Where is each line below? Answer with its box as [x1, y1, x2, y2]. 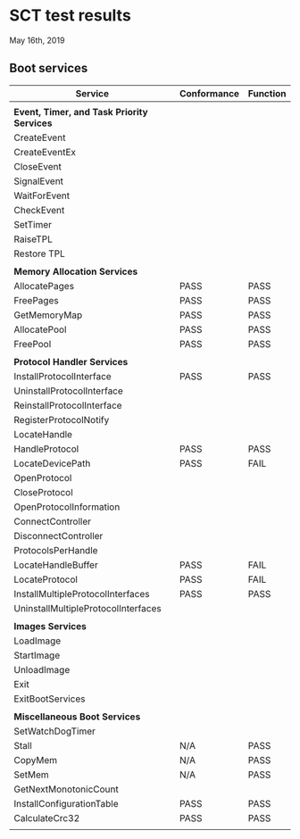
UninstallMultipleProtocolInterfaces [13, 602, 162, 614]
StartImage [13, 649, 61, 661]
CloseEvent [13, 160, 62, 172]
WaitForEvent [13, 189, 71, 202]
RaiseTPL [13, 233, 54, 245]
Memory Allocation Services [13, 265, 138, 278]
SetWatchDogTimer [13, 725, 96, 737]
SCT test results [9, 5, 131, 26]
